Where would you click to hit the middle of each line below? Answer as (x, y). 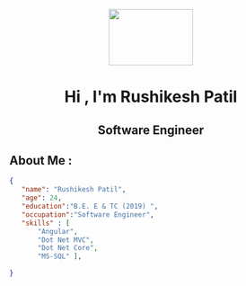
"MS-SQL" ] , (60, 256)
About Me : (41, 161)
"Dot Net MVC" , (66, 240)
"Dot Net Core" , (68, 248)
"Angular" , (57, 231)
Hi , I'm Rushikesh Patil (151, 97)
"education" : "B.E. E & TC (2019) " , (90, 207)
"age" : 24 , (42, 198)
